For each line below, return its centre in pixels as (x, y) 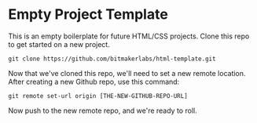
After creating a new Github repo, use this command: (94, 81)
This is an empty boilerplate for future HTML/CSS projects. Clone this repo (129, 36)
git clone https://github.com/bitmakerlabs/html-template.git (112, 59)
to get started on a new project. (59, 44)
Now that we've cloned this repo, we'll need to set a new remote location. (127, 73)
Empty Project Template (88, 14)
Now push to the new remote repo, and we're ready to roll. (103, 110)
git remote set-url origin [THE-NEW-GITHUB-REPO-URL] (98, 96)
